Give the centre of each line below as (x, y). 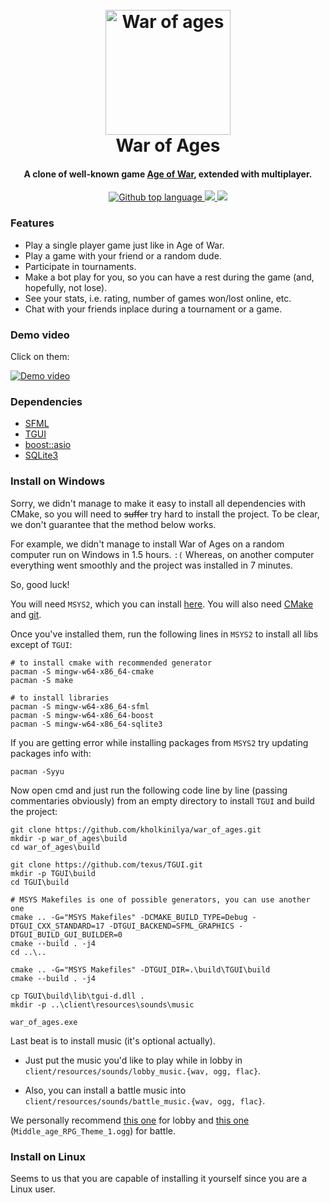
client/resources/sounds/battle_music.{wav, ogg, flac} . (145, 1100)
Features (32, 223)
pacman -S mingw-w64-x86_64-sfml (80, 706)
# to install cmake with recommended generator (111, 663)
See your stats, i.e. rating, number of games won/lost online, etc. (158, 298)
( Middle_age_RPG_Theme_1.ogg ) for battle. (93, 1130)
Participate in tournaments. (80, 266)
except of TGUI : (41, 644)
